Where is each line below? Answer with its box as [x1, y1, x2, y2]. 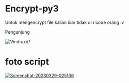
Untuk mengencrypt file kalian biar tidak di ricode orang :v [5, 19, 124, 25]
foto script [5, 56, 49, 68]
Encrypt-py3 [5, 3, 59, 14]
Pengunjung [5, 29, 30, 35]
